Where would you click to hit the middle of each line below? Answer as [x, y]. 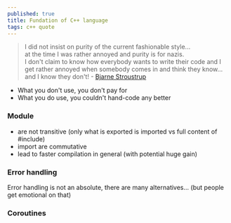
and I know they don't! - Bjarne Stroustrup [85, 77]
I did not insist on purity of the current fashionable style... [107, 47]
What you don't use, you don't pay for [72, 90]
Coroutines [27, 213]
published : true [31, 14]
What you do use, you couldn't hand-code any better [94, 98]
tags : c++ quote [31, 27]
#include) [31, 139]
